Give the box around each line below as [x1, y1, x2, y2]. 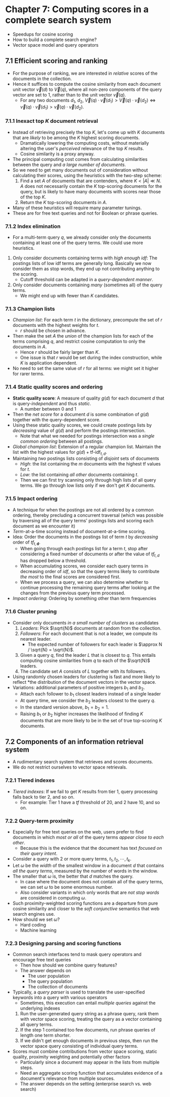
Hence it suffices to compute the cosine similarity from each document [12, 81, 161, 87]
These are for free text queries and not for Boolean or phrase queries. [12, 210, 158, 216]
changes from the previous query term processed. [20, 590, 125, 596]
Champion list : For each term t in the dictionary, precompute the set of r [12, 317, 163, 323]
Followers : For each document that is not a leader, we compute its [20, 630, 158, 637]
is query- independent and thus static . [12, 400, 92, 407]
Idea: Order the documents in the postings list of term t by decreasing [12, 534, 158, 540]
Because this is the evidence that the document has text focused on [20, 845, 162, 851]
